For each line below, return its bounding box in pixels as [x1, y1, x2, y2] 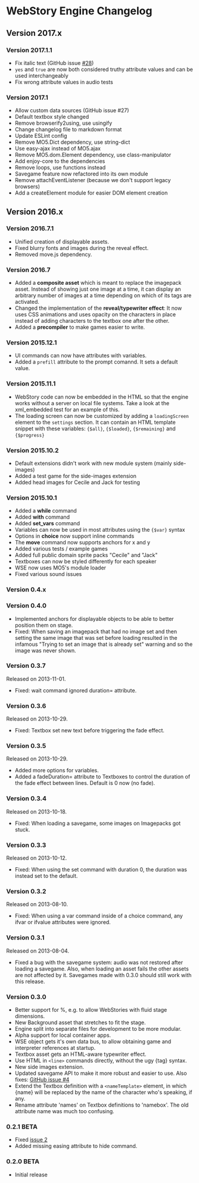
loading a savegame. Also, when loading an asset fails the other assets [14, 965, 189, 972]
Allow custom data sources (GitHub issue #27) [14, 107, 129, 114]
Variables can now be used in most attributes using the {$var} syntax [14, 526, 185, 534]
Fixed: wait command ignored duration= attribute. [14, 686, 137, 694]
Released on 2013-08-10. [6, 901, 69, 908]
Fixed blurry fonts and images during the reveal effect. [14, 244, 149, 251]
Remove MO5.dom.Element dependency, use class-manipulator [14, 151, 172, 159]
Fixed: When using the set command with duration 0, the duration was [14, 866, 188, 873]
